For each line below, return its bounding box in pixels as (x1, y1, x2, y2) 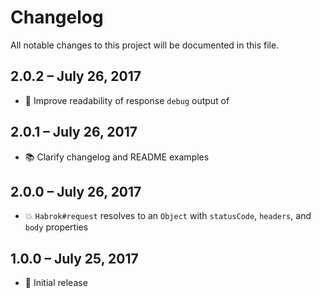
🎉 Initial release (24, 277, 88, 289)
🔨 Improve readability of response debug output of (24, 94, 230, 106)
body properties (24, 221, 89, 233)
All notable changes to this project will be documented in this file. (10, 39, 280, 51)
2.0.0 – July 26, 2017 (10, 183, 142, 200)
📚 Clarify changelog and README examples (24, 151, 210, 163)
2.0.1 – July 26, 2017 (10, 124, 138, 141)
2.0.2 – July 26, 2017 (10, 68, 142, 85)
